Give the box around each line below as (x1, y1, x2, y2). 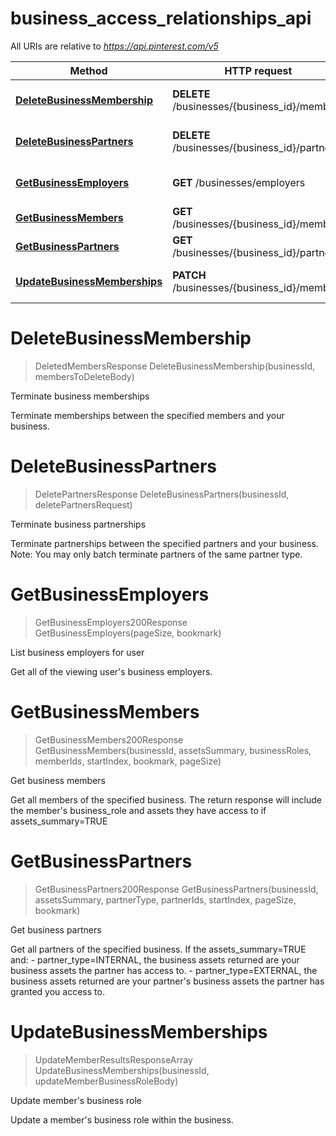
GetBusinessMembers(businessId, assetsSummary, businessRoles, (34, 744, 312, 756)
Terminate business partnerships (10, 518, 147, 530)
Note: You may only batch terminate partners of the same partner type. (10, 548, 303, 560)
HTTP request (224, 63, 293, 77)
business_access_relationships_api (10, 7, 312, 30)
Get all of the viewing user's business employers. (10, 665, 213, 677)
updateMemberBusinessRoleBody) (34, 1075, 179, 1087)
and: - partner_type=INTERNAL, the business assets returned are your (10, 953, 300, 966)
